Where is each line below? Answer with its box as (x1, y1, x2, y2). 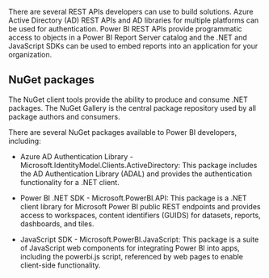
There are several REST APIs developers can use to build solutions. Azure (8, 7, 254, 16)
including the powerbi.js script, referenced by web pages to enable (19, 251, 244, 261)
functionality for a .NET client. (19, 177, 120, 187)
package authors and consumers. (8, 112, 120, 121)
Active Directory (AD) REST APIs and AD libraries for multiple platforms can (8, 15, 259, 25)
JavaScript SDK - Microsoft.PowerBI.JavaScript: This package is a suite (19, 234, 259, 244)
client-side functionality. (19, 260, 101, 270)
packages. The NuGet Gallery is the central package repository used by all (8, 103, 257, 112)
